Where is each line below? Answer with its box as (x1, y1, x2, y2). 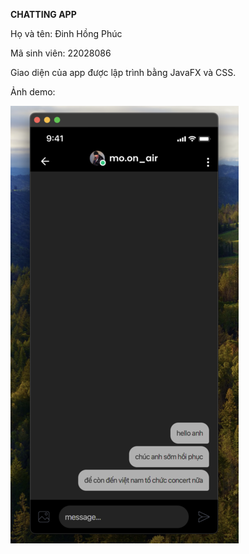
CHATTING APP (10, 9, 77, 20)
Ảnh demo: (10, 86, 56, 98)
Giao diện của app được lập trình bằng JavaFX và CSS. (10, 67, 237, 78)
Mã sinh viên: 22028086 (10, 47, 112, 59)
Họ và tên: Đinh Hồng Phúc (10, 28, 123, 39)
